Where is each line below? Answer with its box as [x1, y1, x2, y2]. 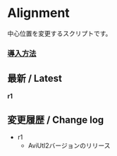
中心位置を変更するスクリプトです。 [7, 29, 112, 37]
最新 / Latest [7, 73, 62, 85]
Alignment [7, 5, 70, 21]
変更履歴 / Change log [7, 114, 104, 126]
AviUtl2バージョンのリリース [27, 141, 111, 150]
